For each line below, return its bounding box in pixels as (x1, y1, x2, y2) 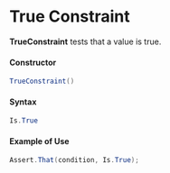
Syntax (9, 96, 37, 107)
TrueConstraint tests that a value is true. (9, 36, 162, 47)
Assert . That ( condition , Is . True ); (9, 156, 140, 165)
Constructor (9, 57, 57, 68)
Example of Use (9, 135, 70, 146)
